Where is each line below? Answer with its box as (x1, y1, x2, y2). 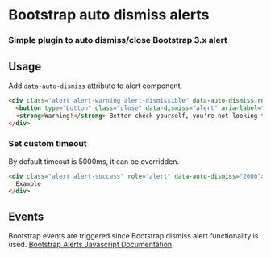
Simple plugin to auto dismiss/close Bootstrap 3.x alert (8, 35, 227, 46)
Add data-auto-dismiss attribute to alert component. (8, 81, 183, 91)
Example (15, 179, 42, 187)
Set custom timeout (8, 138, 87, 150)
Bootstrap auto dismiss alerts (8, 6, 210, 24)
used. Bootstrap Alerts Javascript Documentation (8, 240, 173, 250)
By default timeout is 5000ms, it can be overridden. (8, 156, 180, 166)
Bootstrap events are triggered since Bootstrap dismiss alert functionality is (8, 231, 259, 241)
